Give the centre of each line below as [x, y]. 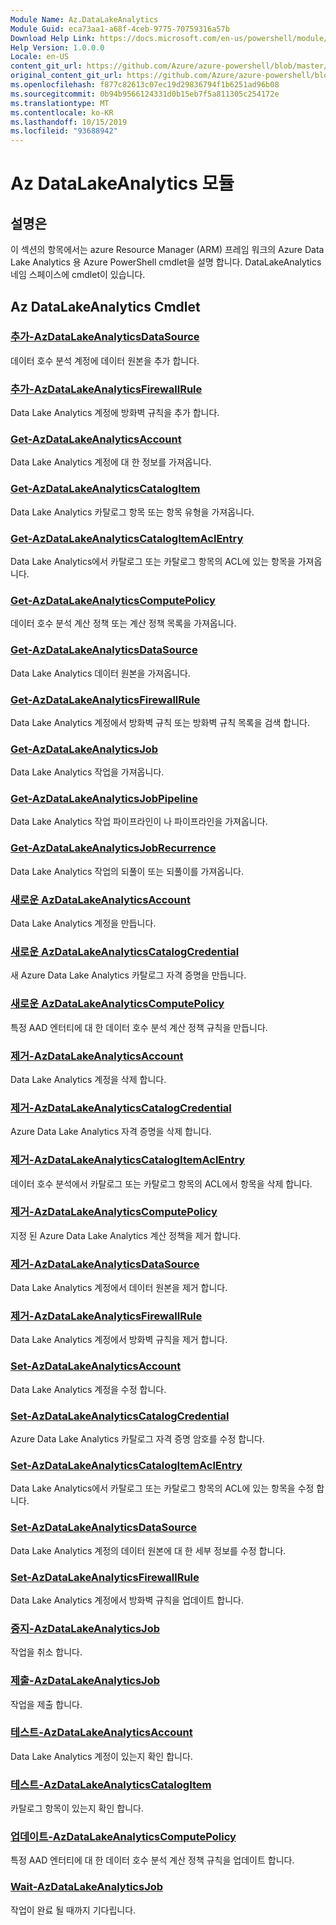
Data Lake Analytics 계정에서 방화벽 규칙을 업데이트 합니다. [127, 1600]
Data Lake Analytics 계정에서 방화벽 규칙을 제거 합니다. [119, 1340]
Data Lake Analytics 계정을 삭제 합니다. [88, 1079]
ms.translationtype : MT [60, 103]
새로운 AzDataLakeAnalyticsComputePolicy [117, 1004]
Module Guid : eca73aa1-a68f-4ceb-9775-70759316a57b [120, 29]
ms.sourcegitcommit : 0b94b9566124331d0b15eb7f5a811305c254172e [145, 94]
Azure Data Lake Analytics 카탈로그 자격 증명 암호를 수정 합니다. [137, 1439]
